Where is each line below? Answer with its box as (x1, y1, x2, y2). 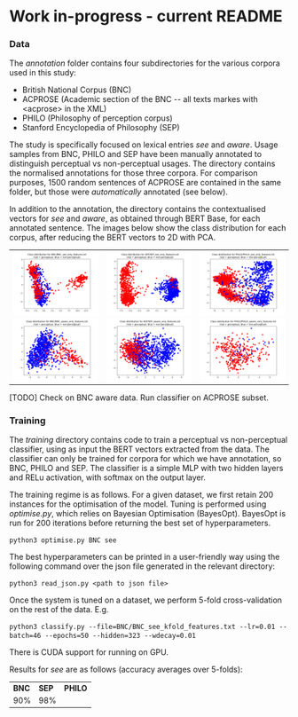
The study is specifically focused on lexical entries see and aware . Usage (9, 139, 278, 150)
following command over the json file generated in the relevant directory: (9, 561, 276, 571)
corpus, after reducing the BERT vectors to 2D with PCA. (9, 232, 216, 243)
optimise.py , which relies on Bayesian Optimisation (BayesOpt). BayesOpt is (9, 508, 286, 519)
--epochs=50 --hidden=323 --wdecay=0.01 (44, 632, 197, 641)
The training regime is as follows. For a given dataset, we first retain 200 (9, 490, 273, 500)
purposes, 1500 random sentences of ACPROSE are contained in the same (9, 177, 282, 188)
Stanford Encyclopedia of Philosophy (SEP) (21, 122, 180, 133)
